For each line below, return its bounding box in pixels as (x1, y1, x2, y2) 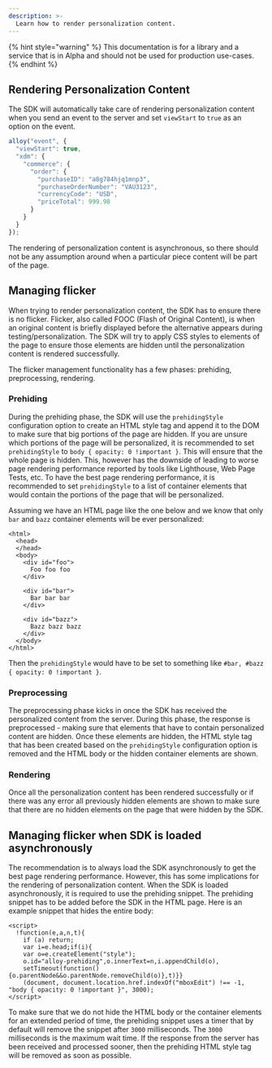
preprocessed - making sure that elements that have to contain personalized (8, 723, 265, 733)
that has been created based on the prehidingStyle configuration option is (8, 740, 258, 750)
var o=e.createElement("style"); (23, 950, 136, 959)
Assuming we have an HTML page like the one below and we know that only (8, 506, 264, 515)
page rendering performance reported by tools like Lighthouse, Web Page (8, 463, 256, 473)
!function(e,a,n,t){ (15, 929, 85, 937)
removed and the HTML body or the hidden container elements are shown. (8, 749, 258, 759)
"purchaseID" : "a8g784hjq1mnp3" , (37, 175, 151, 183)
